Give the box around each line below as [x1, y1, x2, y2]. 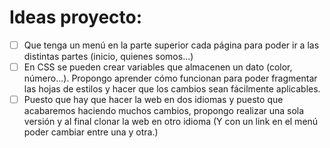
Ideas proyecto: [9, 6, 143, 29]
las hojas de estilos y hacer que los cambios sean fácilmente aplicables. [23, 83, 321, 95]
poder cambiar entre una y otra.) [23, 126, 159, 138]
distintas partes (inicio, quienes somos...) [23, 51, 194, 62]
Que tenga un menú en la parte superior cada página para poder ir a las [23, 39, 320, 51]
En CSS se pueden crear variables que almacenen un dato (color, [23, 61, 293, 73]
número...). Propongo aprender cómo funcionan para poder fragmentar [23, 72, 318, 85]
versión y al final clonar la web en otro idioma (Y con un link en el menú [23, 116, 319, 128]
